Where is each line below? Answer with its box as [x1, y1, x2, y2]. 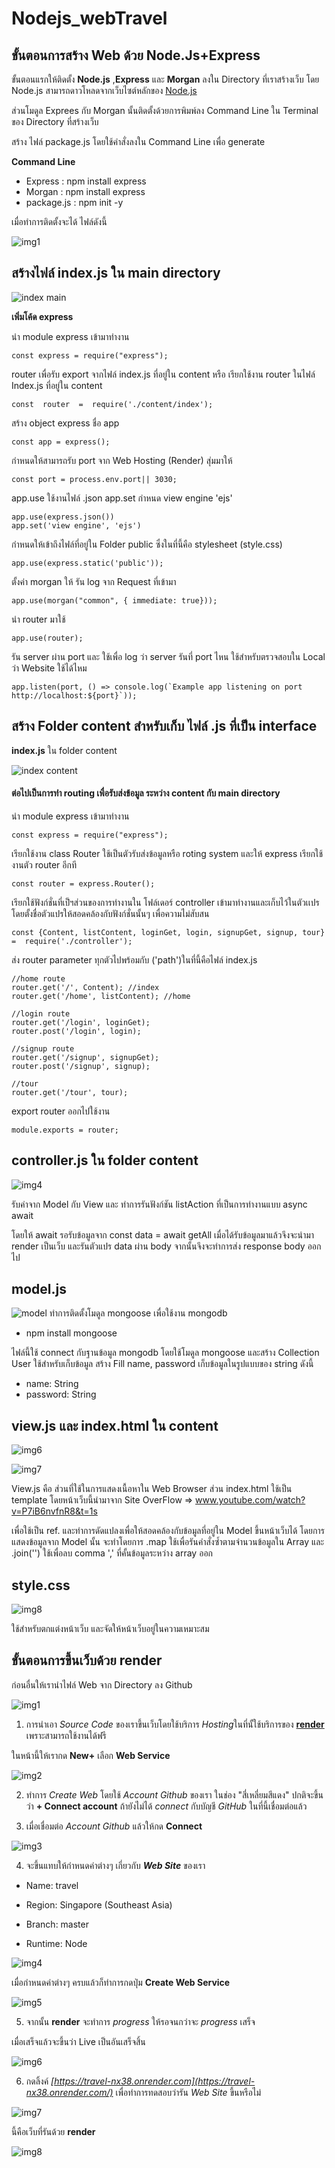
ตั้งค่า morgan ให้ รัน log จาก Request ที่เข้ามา [11, 575, 177, 587]
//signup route [11, 1043, 75, 1054]
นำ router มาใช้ [11, 613, 66, 625]
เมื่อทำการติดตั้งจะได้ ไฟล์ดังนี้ [11, 216, 108, 227]
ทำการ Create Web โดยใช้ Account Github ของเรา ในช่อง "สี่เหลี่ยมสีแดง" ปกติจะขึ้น [25, 1788, 324, 1801]
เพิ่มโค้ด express [11, 310, 74, 322]
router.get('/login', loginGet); [11, 1017, 151, 1027]
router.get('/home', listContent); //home [11, 991, 191, 1001]
